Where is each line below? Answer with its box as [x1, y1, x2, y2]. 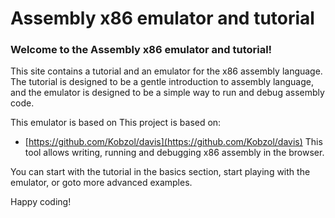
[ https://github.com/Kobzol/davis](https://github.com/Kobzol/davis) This [24, 136, 323, 148]
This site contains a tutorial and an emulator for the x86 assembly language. [10, 65, 323, 77]
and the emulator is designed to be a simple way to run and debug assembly [10, 87, 325, 99]
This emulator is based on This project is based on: [10, 117, 222, 129]
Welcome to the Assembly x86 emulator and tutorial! [10, 43, 273, 57]
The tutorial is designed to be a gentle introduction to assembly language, [10, 76, 315, 88]
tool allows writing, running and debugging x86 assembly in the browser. [24, 147, 325, 159]
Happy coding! [10, 196, 72, 208]
